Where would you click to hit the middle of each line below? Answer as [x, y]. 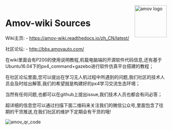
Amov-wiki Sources [48, 23]
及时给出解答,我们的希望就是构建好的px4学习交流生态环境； [77, 83]
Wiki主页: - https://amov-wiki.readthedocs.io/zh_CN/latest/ [67, 38]
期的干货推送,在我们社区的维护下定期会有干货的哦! [58, 112]
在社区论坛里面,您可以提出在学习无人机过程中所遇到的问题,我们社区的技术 [83, 77]
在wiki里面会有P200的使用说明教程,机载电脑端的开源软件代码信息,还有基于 [84, 60]
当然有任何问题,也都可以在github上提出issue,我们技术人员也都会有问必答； [84, 94]
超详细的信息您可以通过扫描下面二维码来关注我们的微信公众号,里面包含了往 [84, 105]
